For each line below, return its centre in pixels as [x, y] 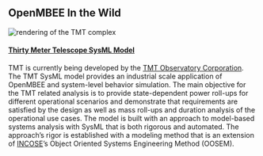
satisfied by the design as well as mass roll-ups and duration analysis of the [132, 110]
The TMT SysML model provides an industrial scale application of [115, 76]
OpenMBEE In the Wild [65, 13]
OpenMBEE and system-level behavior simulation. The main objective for [127, 85]
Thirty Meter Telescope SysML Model [71, 50]
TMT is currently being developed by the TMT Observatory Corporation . [126, 68]
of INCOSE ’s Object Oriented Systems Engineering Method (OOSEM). [122, 144]
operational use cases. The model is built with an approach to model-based [131, 119]
